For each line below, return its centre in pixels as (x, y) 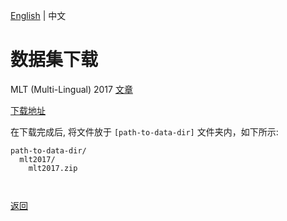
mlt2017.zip (53, 168)
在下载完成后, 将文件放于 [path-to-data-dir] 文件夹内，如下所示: (144, 131)
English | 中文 (38, 15)
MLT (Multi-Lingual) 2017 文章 (71, 89)
